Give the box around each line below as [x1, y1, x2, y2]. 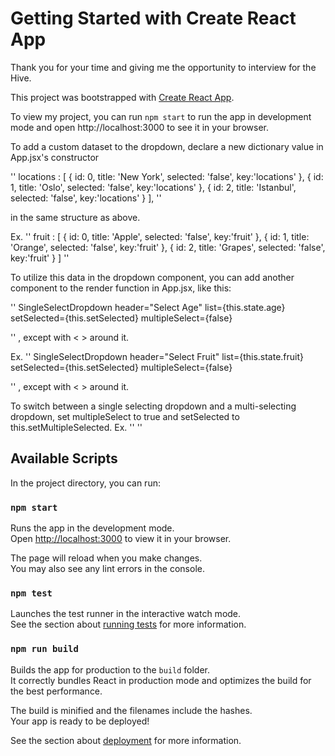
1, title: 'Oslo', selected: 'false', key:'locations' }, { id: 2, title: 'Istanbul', [10, 181, 297, 193]
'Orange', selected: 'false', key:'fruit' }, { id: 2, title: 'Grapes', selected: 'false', [10, 241, 326, 253]
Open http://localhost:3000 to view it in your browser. [10, 533, 232, 545]
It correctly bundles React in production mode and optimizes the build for [10, 674, 312, 686]
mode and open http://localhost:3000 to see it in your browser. [10, 121, 269, 133]
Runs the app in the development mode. [10, 522, 175, 534]
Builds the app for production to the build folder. [10, 663, 211, 676]
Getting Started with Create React [10, 7, 297, 30]
